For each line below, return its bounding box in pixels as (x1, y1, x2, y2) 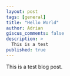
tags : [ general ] (6, 14, 46, 20)
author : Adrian (6, 25, 44, 31)
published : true (6, 47, 46, 53)
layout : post (6, 8, 38, 15)
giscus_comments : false (6, 31, 65, 37)
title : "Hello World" (6, 19, 59, 25)
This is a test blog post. (6, 63, 63, 70)
